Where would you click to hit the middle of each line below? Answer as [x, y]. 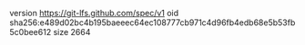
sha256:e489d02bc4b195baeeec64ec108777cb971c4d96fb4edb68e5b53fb [152, 22]
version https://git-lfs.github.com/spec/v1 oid [94, 13]
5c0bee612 [30, 32]
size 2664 [72, 32]
